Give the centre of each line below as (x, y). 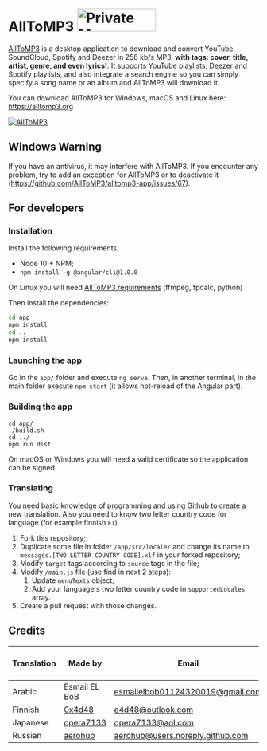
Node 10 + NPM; (46, 264)
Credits (27, 631)
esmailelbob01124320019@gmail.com (188, 691)
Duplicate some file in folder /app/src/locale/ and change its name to (135, 546)
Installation (31, 231)
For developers (46, 208)
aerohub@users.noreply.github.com (181, 735)
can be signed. (33, 467)
